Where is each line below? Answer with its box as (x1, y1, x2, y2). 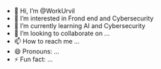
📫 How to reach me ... (13, 37, 80, 45)
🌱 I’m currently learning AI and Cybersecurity (13, 22, 146, 30)
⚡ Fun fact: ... (13, 55, 53, 63)
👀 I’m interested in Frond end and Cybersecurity (13, 14, 154, 23)
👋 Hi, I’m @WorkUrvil (13, 7, 76, 15)
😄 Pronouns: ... (13, 47, 60, 56)
